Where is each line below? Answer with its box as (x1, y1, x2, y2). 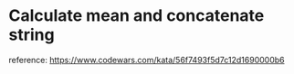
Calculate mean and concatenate (8, 5, 265, 26)
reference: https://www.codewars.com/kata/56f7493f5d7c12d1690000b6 (8, 54, 285, 65)
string (8, 24, 56, 45)
